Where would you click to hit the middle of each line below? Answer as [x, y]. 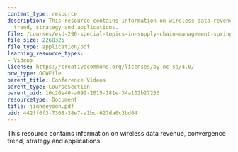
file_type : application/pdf [49, 47]
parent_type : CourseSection [49, 87]
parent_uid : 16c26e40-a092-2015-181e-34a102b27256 [84, 93]
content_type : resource [42, 14]
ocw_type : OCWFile [34, 73]
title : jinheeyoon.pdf [41, 107]
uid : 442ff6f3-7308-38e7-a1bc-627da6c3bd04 [73, 113]
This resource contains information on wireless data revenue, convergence [117, 133]
